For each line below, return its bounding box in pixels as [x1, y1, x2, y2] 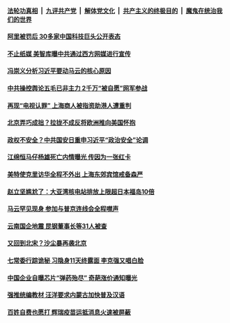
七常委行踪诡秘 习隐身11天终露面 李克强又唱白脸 [7, 256, 144, 265]
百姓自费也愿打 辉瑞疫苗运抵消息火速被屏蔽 [7, 308, 131, 316]
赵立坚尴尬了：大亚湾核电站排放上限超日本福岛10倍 [7, 187, 155, 196]
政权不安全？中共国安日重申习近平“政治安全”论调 [7, 136, 148, 144]
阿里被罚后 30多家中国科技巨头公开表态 [7, 32, 121, 41]
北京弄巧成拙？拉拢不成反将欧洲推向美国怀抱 [7, 118, 136, 127]
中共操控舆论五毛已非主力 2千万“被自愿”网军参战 [7, 84, 148, 92]
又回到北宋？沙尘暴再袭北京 [7, 239, 87, 247]
